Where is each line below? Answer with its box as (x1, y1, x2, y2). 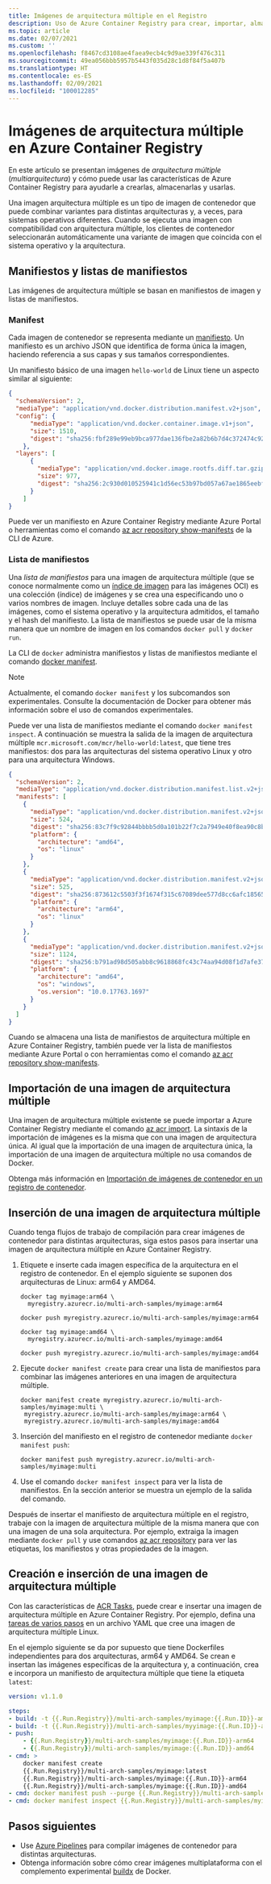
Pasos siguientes (8, 1819, 97, 1833)
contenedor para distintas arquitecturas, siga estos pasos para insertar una (8, 1236, 259, 1246)
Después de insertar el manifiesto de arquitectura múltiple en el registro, (8, 1510, 249, 1519)
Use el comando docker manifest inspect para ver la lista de (19, 1477, 223, 1486)
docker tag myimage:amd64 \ (19, 1328, 115, 1336)
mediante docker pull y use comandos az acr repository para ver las (8, 1536, 238, 1545)
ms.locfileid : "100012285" (8, 86, 99, 95)
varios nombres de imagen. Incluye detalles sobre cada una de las (8, 598, 228, 607)
